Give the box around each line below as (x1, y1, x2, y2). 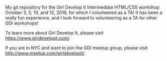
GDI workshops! (5, 20, 39, 26)
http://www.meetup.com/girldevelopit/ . (5, 50, 86, 56)
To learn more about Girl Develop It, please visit (5, 30, 104, 35)
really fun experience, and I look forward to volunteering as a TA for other (5, 15, 157, 20)
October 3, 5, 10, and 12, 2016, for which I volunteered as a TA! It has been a (5, 9, 162, 15)
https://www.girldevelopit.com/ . (5, 35, 71, 41)
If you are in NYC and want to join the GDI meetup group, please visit (5, 45, 148, 50)
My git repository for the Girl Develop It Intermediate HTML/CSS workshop (5, 4, 160, 10)
